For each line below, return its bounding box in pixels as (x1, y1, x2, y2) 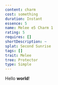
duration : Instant (5, 16, 42, 21)
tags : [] (5, 48, 23, 53)
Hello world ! (5, 76, 30, 82)
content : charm (5, 7, 36, 12)
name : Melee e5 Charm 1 (5, 26, 54, 30)
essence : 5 (5, 21, 27, 26)
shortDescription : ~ (5, 39, 47, 44)
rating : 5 (5, 30, 25, 35)
